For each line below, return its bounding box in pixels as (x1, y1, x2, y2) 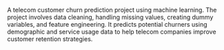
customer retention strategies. (7, 35, 93, 43)
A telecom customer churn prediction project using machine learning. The (7, 6, 217, 14)
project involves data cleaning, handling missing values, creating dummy (7, 13, 214, 21)
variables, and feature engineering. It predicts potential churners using (7, 21, 207, 28)
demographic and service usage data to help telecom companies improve (7, 27, 216, 36)
